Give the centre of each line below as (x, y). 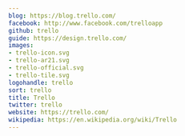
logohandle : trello (41, 82)
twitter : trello (35, 105)
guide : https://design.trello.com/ (68, 38)
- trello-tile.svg (39, 75)
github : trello (34, 30)
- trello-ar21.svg (39, 61)
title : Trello (32, 98)
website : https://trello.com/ (59, 113)
